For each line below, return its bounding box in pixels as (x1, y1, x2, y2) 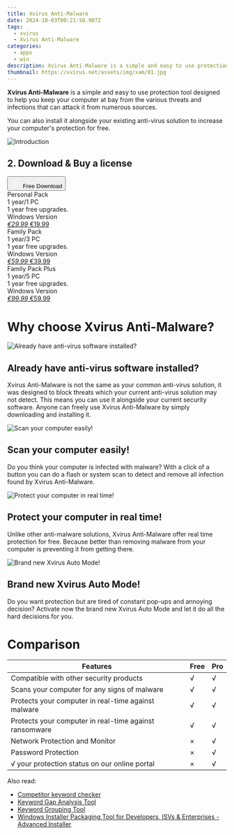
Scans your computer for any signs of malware (10, 685, 164, 695)
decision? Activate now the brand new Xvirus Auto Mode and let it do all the (7, 604, 225, 613)
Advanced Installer (17, 820, 72, 829)
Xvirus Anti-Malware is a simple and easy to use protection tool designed (7, 88, 221, 96)
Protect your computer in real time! (7, 511, 162, 523)
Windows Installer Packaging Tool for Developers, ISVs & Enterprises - (17, 813, 219, 821)
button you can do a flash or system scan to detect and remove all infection (7, 470, 224, 479)
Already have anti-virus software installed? (7, 362, 200, 374)
